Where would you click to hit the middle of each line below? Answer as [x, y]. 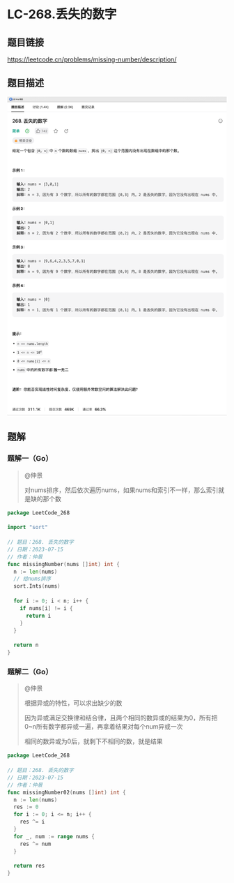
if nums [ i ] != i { [46, 608]
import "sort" [28, 528]
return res [29, 866]
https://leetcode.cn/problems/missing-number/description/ [92, 59]
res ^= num [36, 844]
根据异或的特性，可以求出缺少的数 [73, 703]
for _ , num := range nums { [54, 836]
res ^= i [32, 822]
